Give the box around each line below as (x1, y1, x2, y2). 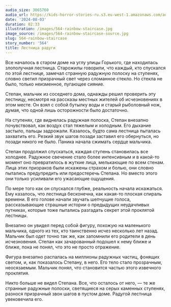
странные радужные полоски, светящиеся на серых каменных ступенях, (5, 285, 165, 291)
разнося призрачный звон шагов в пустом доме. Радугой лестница (5, 291, 152, 297)
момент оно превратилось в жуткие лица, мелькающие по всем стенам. (5, 159, 164, 165)
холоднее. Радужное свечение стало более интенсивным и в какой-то (5, 154, 160, 160)
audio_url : (5, 12, 28, 17)
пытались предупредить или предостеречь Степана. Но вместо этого (5, 170, 158, 176)
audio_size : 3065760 (5, 7, 49, 13)
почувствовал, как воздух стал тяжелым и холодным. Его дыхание (5, 122, 151, 128)
